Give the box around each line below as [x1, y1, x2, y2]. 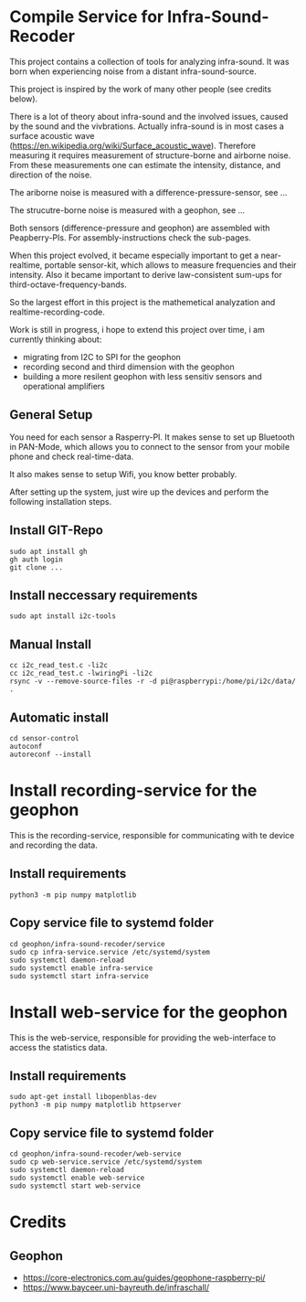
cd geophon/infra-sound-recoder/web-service [9, 1149, 182, 1158]
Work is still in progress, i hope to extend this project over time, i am [9, 324, 265, 335]
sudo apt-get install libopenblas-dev [9, 1093, 157, 1102]
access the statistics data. [9, 1041, 108, 1052]
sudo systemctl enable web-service [9, 1173, 145, 1183]
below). [9, 93, 38, 104]
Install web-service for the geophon [9, 1001, 288, 1022]
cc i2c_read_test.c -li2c [9, 661, 108, 670]
